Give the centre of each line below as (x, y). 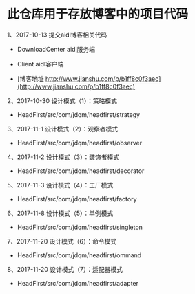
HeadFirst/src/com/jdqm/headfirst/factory (77, 199)
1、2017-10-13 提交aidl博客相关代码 (57, 35)
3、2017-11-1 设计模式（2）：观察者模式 (63, 129)
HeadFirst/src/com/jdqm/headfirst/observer (80, 143)
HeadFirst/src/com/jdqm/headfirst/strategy (78, 114)
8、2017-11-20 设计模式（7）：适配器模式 (65, 269)
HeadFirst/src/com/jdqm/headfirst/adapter (78, 283)
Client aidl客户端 (40, 64)
